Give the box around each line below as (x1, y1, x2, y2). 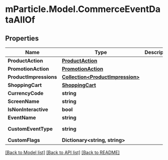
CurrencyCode (7, 90, 44, 96)
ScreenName (7, 98, 39, 104)
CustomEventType (7, 125, 53, 132)
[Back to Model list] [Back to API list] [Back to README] (5, 149, 120, 155)
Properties (5, 34, 39, 42)
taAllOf (5, 14, 35, 25)
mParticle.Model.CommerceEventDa (5, 3, 161, 15)
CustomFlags (7, 136, 40, 143)
